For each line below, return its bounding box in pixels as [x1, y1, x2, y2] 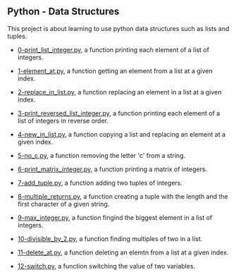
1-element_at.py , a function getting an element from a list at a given [17, 66, 213, 75]
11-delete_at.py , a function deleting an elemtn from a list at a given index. [17, 248, 229, 257]
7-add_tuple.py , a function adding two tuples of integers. [17, 178, 183, 187]
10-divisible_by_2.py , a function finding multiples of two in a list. [17, 234, 203, 242]
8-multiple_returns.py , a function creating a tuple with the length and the [17, 192, 229, 200]
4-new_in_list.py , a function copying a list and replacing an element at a [17, 130, 226, 138]
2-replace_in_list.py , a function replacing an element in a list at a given [17, 87, 222, 96]
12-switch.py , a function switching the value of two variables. [17, 261, 196, 270]
